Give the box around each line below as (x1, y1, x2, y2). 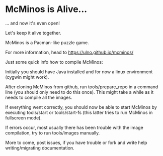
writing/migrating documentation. (5, 144, 74, 151)
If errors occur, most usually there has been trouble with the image (5, 124, 143, 130)
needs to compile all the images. (5, 94, 72, 100)
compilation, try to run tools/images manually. (5, 129, 100, 136)
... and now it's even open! (5, 20, 60, 26)
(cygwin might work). (5, 74, 49, 80)
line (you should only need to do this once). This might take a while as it (5, 89, 154, 95)
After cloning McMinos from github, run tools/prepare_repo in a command (5, 84, 158, 90)
